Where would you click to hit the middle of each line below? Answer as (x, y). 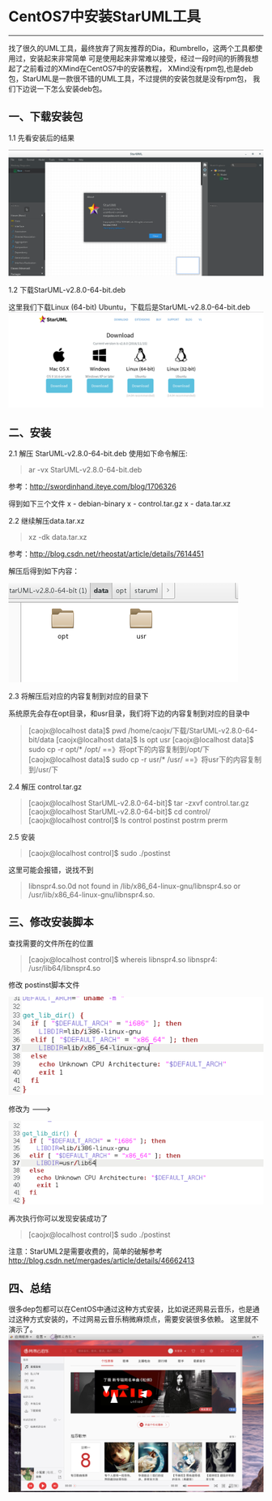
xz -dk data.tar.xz (57, 537)
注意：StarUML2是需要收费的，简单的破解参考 (86, 1251)
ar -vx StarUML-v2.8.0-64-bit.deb (85, 470)
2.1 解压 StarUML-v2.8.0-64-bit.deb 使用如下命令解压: (98, 454)
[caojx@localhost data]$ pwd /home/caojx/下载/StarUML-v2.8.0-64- (143, 731)
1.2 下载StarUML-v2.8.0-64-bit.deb (67, 290)
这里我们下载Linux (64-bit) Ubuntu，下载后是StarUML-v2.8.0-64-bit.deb (130, 307)
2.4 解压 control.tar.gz (45, 787)
